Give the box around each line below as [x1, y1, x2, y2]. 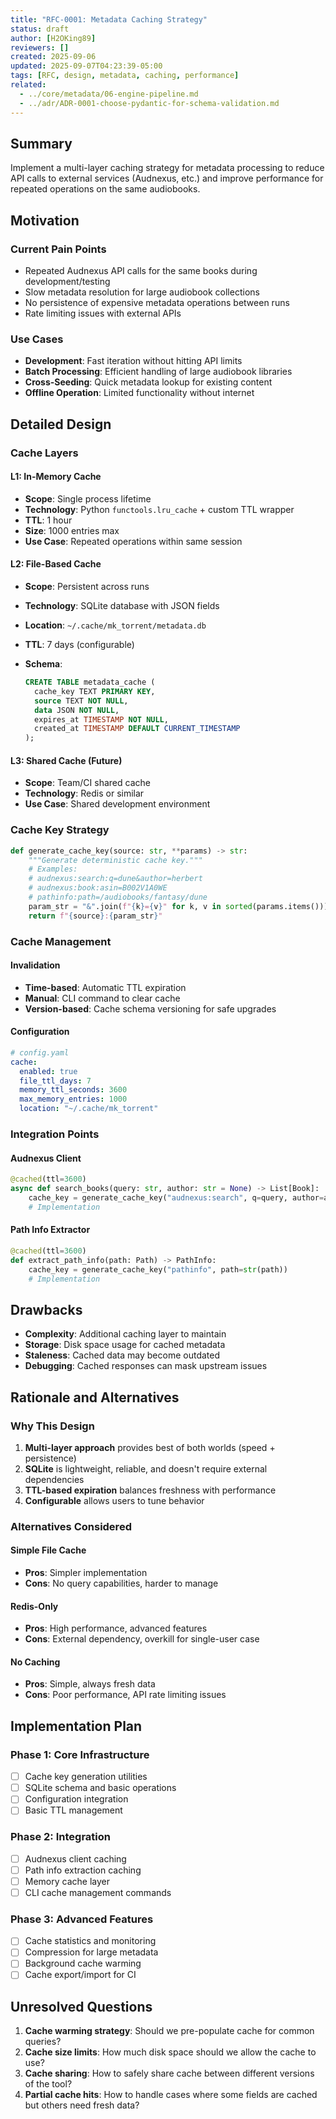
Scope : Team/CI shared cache [24, 777, 151, 789]
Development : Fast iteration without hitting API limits [24, 355, 243, 367]
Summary [10, 135, 73, 152]
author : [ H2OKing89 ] [10, 33, 97, 43]
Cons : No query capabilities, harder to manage [24, 1577, 219, 1590]
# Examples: [28, 864, 78, 875]
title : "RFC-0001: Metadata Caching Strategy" [10, 14, 208, 25]
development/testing [24, 276, 111, 287]
